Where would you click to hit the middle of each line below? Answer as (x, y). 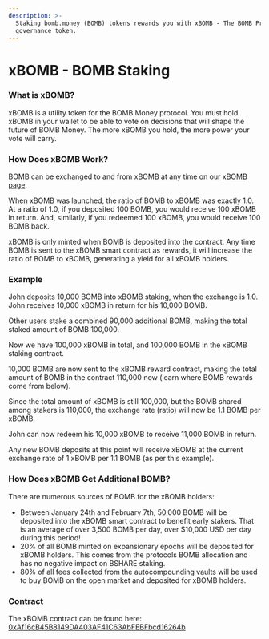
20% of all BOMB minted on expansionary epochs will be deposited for (137, 546)
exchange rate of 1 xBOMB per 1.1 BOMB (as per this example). (111, 459)
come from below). (40, 386)
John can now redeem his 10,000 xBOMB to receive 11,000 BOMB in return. (132, 435)
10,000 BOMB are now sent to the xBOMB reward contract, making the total (133, 369)
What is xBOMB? (42, 95)
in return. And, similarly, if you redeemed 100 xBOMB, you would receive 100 (134, 218)
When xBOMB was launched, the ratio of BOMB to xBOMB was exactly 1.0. (131, 200)
